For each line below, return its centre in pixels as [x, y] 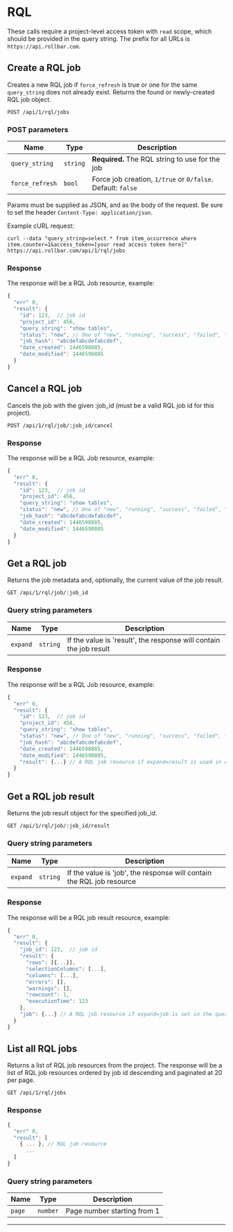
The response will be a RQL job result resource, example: [89, 917]
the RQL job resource [102, 881]
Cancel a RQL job [45, 389]
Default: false [114, 188]
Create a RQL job [44, 68]
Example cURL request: [41, 226]
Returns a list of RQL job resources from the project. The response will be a [115, 1065]
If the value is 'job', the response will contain [139, 873]
